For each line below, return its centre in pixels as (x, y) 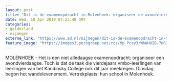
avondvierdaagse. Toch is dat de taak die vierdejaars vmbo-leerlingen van (83, 63)
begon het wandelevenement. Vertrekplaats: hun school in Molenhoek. (80, 74)
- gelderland (19, 29)
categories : (18, 24)
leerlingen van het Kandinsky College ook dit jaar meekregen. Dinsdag (79, 68)
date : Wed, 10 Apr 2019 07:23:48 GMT (46, 19)
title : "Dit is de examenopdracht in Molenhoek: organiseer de (74, 15)
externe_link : (20, 39)
